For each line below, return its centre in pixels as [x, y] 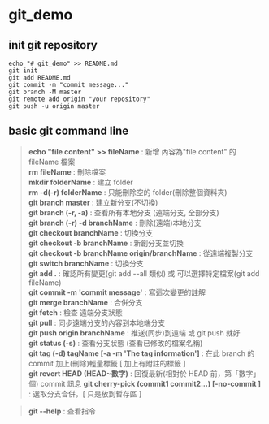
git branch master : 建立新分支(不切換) [93, 202]
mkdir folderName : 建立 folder [81, 182]
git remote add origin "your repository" [80, 99]
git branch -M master [45, 92]
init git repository [53, 45]
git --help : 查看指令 [62, 411]
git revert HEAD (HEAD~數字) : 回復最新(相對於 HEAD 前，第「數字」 [144, 373]
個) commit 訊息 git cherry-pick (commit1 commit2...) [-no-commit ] [145, 383]
